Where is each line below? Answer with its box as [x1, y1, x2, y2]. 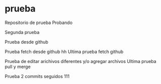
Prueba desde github [5, 38, 48, 45]
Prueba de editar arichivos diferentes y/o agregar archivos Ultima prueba [5, 58, 157, 64]
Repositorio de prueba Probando [5, 19, 73, 25]
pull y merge [5, 63, 31, 69]
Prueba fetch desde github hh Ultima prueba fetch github [5, 48, 124, 54]
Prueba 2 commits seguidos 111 [5, 73, 70, 79]
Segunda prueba [5, 29, 40, 35]
